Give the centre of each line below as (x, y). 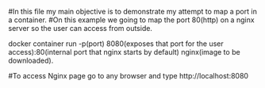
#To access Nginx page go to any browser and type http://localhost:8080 (128, 76)
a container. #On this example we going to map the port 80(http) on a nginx (132, 20)
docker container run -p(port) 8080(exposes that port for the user (116, 44)
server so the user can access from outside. (81, 28)
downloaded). (31, 60)
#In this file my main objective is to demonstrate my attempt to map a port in (133, 11)
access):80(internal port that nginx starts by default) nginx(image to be (124, 52)
